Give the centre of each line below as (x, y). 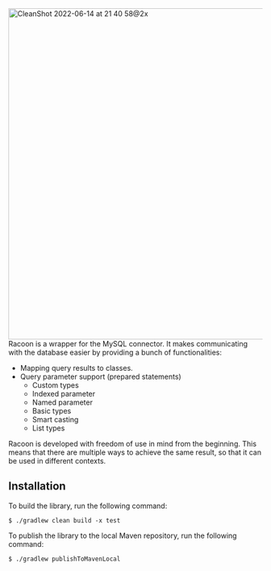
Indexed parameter (64, 394)
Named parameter (62, 402)
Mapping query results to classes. (76, 368)
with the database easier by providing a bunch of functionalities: (115, 352)
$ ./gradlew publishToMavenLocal (65, 559)
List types (48, 428)
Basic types (52, 411)
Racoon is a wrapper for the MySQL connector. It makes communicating (128, 344)
